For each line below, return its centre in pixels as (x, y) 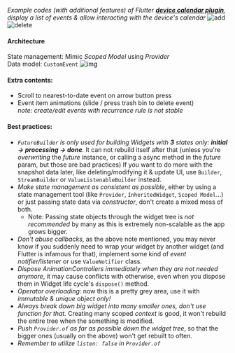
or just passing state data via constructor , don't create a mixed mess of (120, 202)
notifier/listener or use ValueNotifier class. (79, 261)
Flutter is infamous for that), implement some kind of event (102, 254)
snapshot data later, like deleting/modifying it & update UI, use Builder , (120, 172)
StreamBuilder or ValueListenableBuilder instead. (90, 179)
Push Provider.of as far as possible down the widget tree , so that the (118, 328)
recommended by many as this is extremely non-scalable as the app (126, 224)
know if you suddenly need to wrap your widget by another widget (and (121, 246)
